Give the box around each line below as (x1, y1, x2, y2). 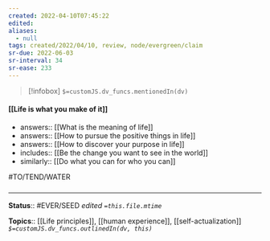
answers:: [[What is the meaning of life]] (19, 122, 153, 132)
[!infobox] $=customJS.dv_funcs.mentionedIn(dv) (27, 86, 189, 96)
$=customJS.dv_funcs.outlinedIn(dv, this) (8, 225, 153, 233)
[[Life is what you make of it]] (8, 104, 108, 114)
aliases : (8, 27, 38, 35)
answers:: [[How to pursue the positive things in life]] (19, 130, 196, 141)
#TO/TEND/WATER (8, 172, 71, 182)
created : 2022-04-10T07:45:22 (8, 11, 110, 20)
